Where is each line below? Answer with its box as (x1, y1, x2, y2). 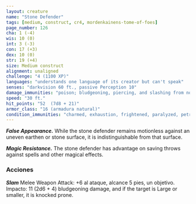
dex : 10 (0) (6, 52, 35, 58)
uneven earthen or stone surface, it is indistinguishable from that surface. (6, 133, 183, 140)
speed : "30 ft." (6, 95, 45, 101)
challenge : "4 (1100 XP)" (6, 73, 69, 79)
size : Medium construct (6, 62, 64, 69)
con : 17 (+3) (6, 47, 38, 52)
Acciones (6, 166, 34, 174)
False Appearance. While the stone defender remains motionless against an (6, 128, 190, 135)
